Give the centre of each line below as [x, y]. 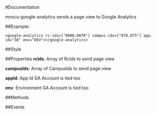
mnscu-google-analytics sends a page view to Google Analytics [71, 17]
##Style [13, 49]
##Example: [17, 26]
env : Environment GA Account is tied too [47, 88]
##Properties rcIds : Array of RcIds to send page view [60, 59]
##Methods [17, 97]
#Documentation [22, 7]
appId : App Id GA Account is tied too [43, 78]
